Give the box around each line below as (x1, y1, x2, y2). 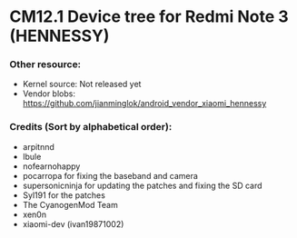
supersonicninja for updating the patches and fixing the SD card (22, 180, 262, 191)
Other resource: (9, 58, 82, 71)
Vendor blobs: (22, 88, 75, 99)
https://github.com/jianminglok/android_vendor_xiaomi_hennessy (22, 98, 267, 109)
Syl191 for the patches (22, 189, 106, 201)
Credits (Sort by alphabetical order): (9, 121, 173, 134)
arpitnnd (22, 141, 54, 152)
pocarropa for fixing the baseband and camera (22, 170, 198, 181)
